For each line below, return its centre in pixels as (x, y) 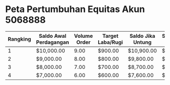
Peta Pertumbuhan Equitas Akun (75, 9)
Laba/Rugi (110, 42)
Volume (83, 36)
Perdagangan (53, 42)
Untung (142, 42)
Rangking (19, 39)
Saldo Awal (53, 36)
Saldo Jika (142, 36)
